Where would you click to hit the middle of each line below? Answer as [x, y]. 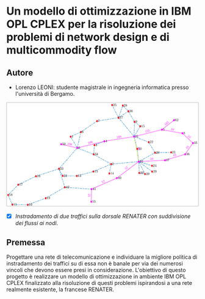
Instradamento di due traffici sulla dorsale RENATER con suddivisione [103, 216]
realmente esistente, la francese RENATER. [60, 290]
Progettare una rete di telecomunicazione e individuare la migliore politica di [102, 257]
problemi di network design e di [88, 37]
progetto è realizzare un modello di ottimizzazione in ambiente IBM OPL [96, 276]
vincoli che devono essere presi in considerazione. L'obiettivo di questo [96, 270]
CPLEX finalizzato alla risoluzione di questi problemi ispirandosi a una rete [99, 283]
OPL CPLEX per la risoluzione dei [91, 24]
